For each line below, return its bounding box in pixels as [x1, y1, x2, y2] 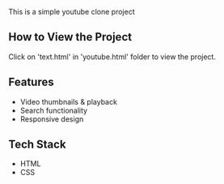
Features [8, 75, 54, 89]
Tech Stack [8, 138, 66, 152]
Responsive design [19, 113, 84, 124]
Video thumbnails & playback [19, 96, 117, 106]
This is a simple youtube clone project [8, 7, 135, 16]
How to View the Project [8, 30, 132, 44]
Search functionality [19, 105, 87, 115]
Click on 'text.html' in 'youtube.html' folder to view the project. [8, 52, 217, 62]
